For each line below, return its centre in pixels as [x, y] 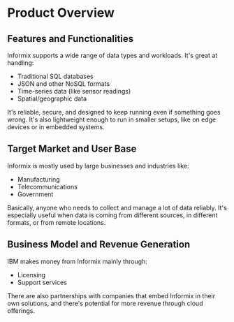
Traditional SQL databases [55, 76]
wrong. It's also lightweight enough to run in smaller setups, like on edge [112, 119]
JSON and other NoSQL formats [64, 84]
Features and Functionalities [71, 39]
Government [35, 194]
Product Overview [61, 13]
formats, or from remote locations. [57, 222]
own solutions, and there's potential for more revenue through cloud [105, 303]
